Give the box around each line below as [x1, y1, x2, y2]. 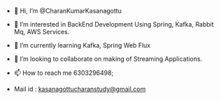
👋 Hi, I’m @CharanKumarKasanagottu [13, 7, 122, 15]
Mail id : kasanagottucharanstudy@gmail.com [13, 85, 146, 93]
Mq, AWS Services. [13, 28, 70, 36]
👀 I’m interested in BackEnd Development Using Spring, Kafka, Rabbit [13, 20, 215, 28]
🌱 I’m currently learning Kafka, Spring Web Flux [13, 41, 151, 49]
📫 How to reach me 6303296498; [13, 69, 114, 77]
